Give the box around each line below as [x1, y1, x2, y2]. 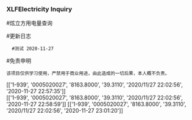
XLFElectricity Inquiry [6, 5, 73, 13]
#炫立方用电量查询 [6, 19, 53, 27]
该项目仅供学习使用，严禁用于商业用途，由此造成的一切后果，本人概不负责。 [6, 71, 170, 77]
